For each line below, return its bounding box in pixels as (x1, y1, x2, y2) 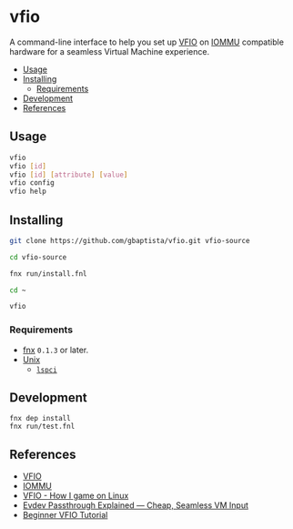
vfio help (9, 187, 47, 197)
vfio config (9, 178, 55, 188)
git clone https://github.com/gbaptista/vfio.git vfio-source (9, 236, 250, 245)
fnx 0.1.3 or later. (22, 344, 89, 355)
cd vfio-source (9, 252, 67, 261)
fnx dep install (9, 414, 71, 423)
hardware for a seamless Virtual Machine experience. (9, 46, 210, 56)
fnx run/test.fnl (9, 422, 76, 432)
